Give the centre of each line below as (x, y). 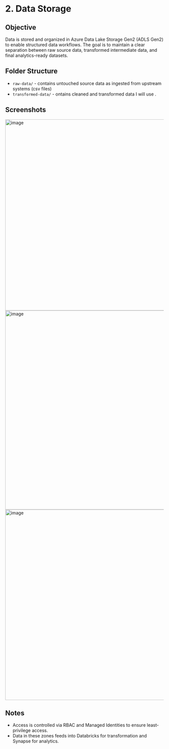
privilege (22, 730)
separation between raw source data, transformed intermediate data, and (81, 50)
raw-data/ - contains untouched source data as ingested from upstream (87, 83)
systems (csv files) (32, 89)
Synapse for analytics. (36, 741)
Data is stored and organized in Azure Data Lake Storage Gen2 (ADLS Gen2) (84, 39)
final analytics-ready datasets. (37, 55)
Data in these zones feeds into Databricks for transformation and (80, 736)
